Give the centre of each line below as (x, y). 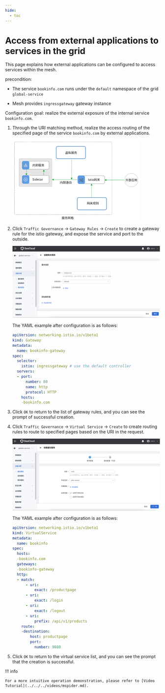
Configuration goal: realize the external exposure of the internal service (77, 113)
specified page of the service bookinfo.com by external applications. (81, 133)
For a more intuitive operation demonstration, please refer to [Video (80, 681)
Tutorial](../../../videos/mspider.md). (47, 686)
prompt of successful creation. (43, 417)
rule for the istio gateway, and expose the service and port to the (78, 234)
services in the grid (45, 51)
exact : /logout (50, 611)
